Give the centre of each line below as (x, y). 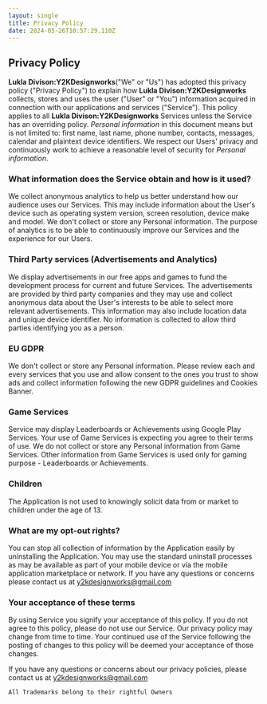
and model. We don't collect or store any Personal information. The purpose (133, 222)
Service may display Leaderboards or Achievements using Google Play (125, 429)
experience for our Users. (51, 239)
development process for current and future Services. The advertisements (130, 285)
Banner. (21, 391)
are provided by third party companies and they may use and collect (120, 294)
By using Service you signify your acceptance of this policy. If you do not (128, 620)
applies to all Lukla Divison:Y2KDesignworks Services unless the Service (130, 116)
